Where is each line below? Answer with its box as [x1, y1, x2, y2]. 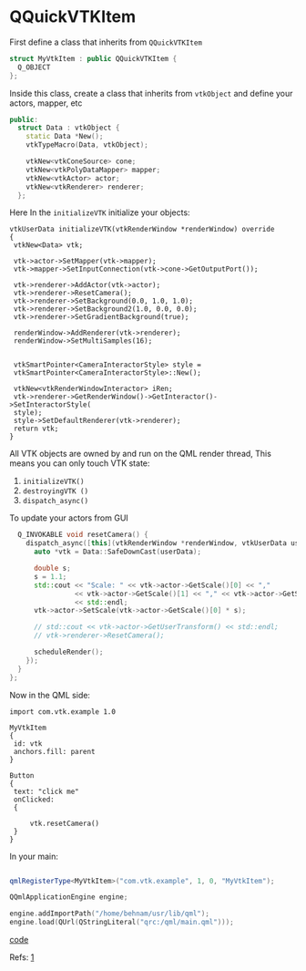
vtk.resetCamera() [29, 819, 100, 828]
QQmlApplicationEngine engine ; [9, 893, 128, 902]
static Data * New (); [25, 132, 104, 141]
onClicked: [13, 795, 55, 804]
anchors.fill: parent [13, 747, 96, 756]
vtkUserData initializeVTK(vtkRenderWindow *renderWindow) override [9, 225, 275, 234]
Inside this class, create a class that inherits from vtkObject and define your [9, 88, 293, 98]
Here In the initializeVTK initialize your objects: [9, 207, 190, 218]
